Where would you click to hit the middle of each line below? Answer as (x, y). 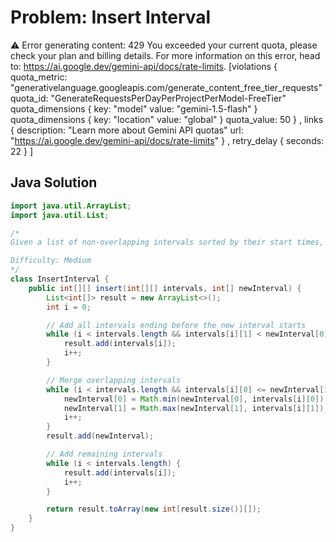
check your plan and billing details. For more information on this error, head (165, 55)
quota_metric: (39, 77)
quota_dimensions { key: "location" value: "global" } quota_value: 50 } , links (167, 119)
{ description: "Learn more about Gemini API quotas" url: (127, 130)
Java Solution (54, 182)
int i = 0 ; (69, 307)
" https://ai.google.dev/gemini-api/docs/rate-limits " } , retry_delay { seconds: (167, 140)
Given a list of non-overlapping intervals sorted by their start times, (167, 242)
